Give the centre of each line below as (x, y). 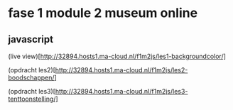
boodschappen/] (33, 77)
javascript (31, 39)
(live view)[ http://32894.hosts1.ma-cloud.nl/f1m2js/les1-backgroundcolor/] (117, 56)
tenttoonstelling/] (33, 99)
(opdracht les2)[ (32, 70)
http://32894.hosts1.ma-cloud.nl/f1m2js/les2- (121, 70)
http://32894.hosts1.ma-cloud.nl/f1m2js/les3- (121, 91)
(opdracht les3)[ (32, 91)
